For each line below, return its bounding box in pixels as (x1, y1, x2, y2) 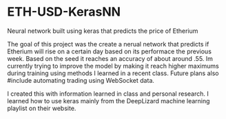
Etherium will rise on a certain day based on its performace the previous (7, 47, 212, 55)
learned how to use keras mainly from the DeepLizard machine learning (7, 96, 210, 105)
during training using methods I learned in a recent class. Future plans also (7, 69, 219, 77)
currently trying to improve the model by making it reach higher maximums (7, 62, 219, 70)
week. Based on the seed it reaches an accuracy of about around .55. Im (7, 54, 214, 62)
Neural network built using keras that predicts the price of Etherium (7, 27, 198, 35)
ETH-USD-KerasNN (7, 4, 121, 20)
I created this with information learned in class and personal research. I (7, 90, 209, 98)
